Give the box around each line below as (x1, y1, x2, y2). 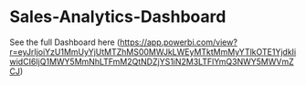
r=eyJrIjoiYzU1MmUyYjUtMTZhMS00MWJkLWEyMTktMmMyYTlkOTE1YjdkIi (9, 46, 297, 57)
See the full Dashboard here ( (9, 37, 121, 48)
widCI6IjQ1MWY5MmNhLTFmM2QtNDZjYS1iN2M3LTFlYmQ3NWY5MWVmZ (9, 56, 294, 67)
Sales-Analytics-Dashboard (9, 6, 227, 27)
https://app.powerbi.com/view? (120, 37, 237, 48)
